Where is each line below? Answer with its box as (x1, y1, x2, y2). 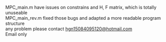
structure (5, 20, 25, 26)
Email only (5, 31, 27, 37)
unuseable (5, 10, 28, 16)
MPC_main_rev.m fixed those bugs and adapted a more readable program (5, 15, 161, 21)
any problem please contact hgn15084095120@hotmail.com (5, 26, 132, 32)
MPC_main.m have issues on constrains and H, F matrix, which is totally (5, 5, 157, 10)
